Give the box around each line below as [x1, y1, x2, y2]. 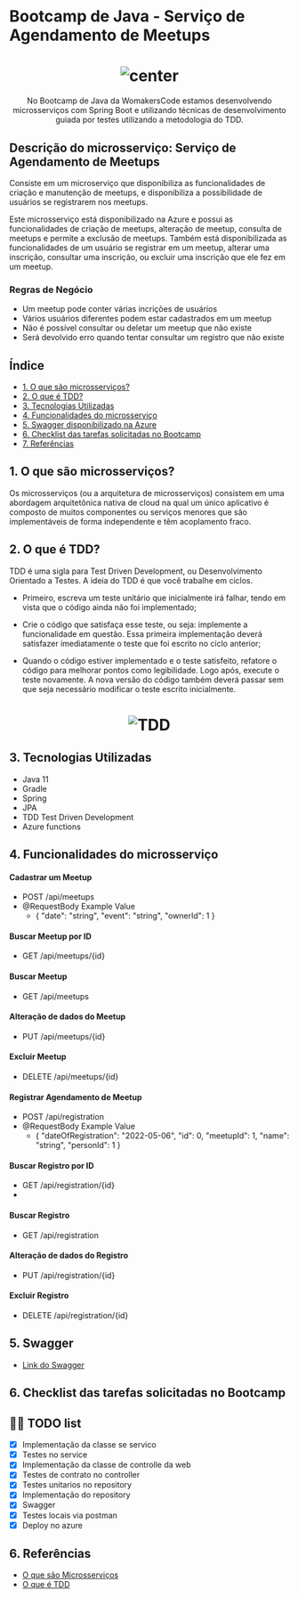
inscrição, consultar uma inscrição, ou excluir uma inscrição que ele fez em [9, 251, 286, 262]
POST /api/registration [21, 1112, 105, 1122]
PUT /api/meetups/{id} [21, 1031, 106, 1041]
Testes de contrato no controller [21, 1470, 141, 1480]
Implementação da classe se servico [21, 1439, 157, 1450]
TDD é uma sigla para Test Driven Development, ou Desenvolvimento [9, 566, 262, 576]
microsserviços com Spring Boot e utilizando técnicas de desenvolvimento [12, 105, 286, 116]
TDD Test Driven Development [21, 811, 134, 822]
